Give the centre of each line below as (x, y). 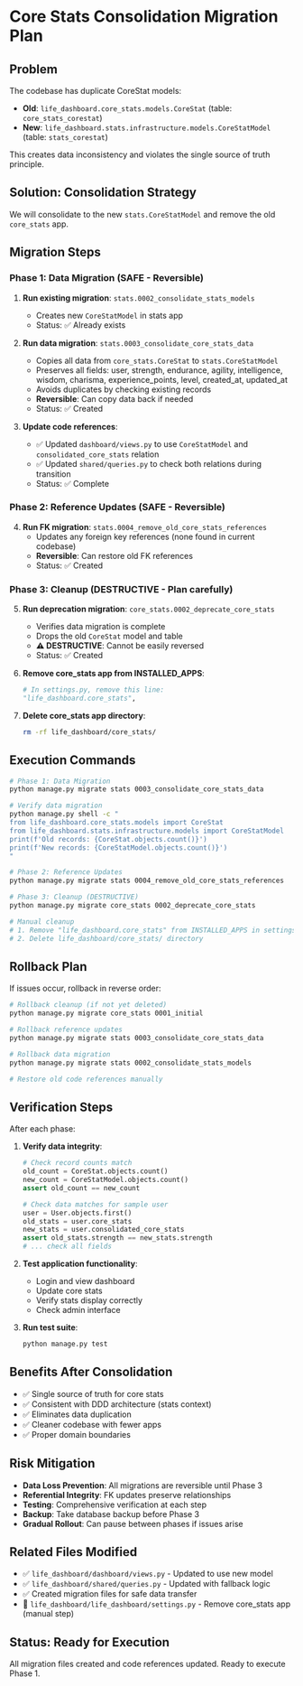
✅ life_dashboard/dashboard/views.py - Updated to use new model (147, 1574)
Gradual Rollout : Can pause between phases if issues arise (133, 1523)
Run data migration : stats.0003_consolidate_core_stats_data (138, 343)
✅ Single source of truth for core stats (93, 1393)
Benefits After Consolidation (91, 1372)
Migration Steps (55, 252)
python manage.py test (65, 1344)
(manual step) (48, 1614)
